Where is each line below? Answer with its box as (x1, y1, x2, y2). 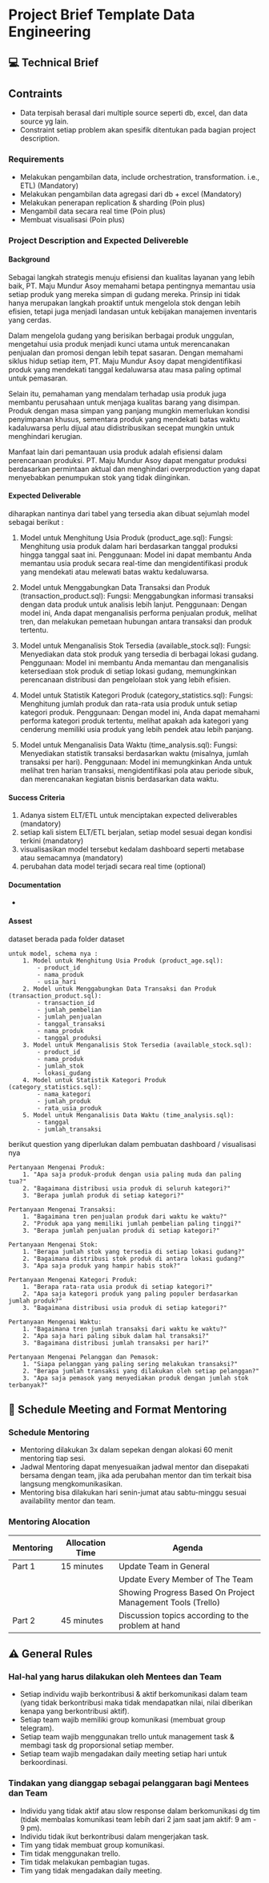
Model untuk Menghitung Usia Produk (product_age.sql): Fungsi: (19, 533, 234, 543)
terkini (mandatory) (19, 836, 84, 846)
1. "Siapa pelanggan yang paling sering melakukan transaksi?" (22, 1360, 239, 1368)
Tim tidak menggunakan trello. (19, 1848, 121, 1858)
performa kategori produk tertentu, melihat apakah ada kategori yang (19, 716, 249, 726)
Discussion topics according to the (118, 1609, 250, 1621)
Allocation (66, 1537, 106, 1548)
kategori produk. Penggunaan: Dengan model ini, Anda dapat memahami (19, 708, 260, 718)
